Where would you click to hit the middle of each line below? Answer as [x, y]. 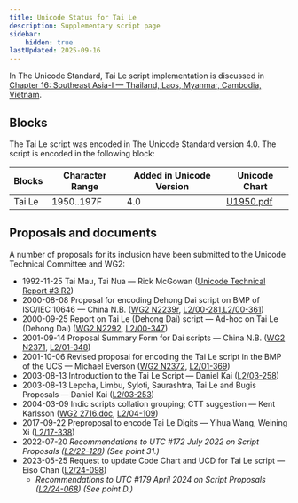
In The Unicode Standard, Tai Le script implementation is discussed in [137, 76]
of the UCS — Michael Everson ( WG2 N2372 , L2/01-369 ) [126, 366]
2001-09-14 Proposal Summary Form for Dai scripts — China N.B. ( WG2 [153, 338]
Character [85, 175]
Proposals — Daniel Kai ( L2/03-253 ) [88, 394]
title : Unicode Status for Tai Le [73, 17]
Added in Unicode [172, 175]
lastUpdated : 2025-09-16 [55, 51]
